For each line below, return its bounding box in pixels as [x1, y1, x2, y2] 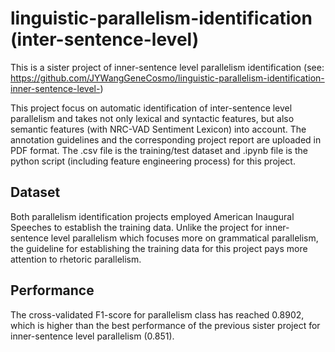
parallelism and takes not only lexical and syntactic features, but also [10, 112, 295, 124]
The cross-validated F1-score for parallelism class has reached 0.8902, [10, 308, 305, 321]
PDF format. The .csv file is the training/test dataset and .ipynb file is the [10, 144, 308, 156]
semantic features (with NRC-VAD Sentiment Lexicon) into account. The [10, 123, 307, 135]
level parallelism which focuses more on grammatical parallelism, [50, 232, 319, 244]
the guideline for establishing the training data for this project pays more [10, 242, 308, 254]
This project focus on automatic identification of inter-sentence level [10, 102, 293, 114]
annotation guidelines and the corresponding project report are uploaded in [10, 133, 322, 146]
